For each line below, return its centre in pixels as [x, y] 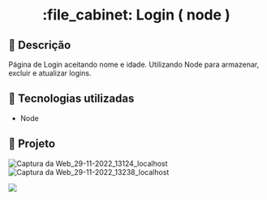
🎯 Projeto [32, 144]
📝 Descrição [40, 45]
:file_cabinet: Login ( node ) [136, 15]
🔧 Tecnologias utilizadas [71, 99]
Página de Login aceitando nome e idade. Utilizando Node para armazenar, [134, 64]
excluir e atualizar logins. [50, 73]
